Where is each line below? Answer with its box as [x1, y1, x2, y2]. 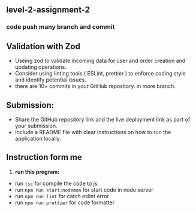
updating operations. [14, 63, 67, 71]
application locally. [14, 135, 62, 142]
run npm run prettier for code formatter [14, 199, 115, 206]
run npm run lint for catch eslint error [14, 192, 109, 199]
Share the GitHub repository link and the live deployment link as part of [14, 116, 191, 123]
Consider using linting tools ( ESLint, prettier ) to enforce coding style [14, 70, 186, 77]
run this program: [14, 168, 60, 175]
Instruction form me [6, 152, 83, 162]
